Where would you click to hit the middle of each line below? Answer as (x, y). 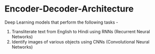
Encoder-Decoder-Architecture (69, 9)
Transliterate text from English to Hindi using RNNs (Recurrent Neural (81, 31)
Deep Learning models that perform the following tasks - (61, 22)
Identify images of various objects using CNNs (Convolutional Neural (80, 41)
